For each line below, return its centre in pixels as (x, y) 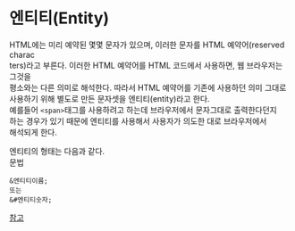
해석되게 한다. (34, 132)
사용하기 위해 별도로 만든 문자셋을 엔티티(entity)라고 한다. (110, 98)
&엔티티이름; (29, 181)
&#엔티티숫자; (31, 200)
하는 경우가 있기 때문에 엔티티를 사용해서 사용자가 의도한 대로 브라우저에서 (138, 120)
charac (22, 54)
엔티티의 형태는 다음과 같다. (57, 151)
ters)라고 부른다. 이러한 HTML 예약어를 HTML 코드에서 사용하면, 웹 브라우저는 (146, 65)
